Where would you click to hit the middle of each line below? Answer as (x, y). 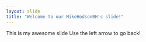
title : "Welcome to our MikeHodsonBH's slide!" (65, 17)
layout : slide (23, 11)
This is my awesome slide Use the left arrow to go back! (74, 33)
